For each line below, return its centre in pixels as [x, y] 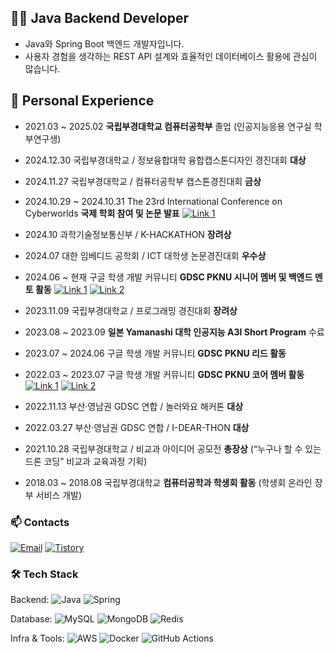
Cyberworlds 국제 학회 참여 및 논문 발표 [102, 213]
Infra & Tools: [37, 638]
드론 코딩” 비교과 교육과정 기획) [86, 461]
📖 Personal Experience [82, 101]
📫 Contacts [40, 522]
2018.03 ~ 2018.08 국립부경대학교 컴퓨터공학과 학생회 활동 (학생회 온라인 [168, 482]
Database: [31, 619]
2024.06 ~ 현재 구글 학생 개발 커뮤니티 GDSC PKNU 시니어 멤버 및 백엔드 [168, 277]
